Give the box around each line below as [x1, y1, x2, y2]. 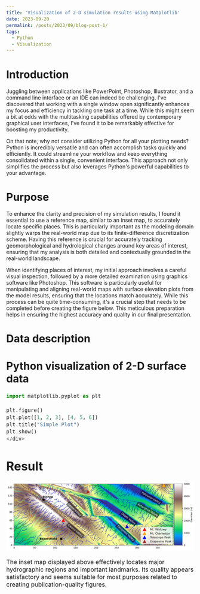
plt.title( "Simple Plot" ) [6, 421, 80, 428]
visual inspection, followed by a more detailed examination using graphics [6, 273, 188, 280]
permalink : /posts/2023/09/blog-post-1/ [6, 22, 109, 28]
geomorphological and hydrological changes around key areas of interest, [6, 242, 188, 249]
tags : [6, 29, 20, 35]
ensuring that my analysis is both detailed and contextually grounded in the [6, 248, 191, 255]
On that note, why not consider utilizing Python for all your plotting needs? [6, 137, 189, 144]
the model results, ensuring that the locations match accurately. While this [6, 291, 189, 299]
